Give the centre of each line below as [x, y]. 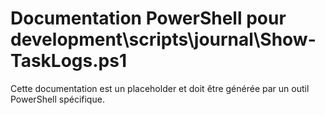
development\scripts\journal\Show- [163, 39]
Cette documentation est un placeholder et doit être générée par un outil [160, 88]
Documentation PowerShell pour [148, 18]
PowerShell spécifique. [57, 99]
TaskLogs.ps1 [68, 61]
